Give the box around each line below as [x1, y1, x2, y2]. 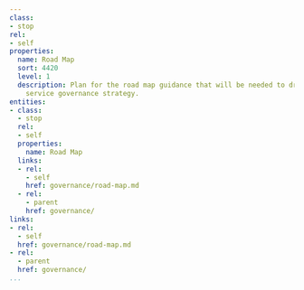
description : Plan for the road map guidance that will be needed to [17, 80, 285, 89]
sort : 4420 [17, 64, 59, 73]
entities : [9, 97, 47, 107]
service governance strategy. [25, 89, 140, 98]
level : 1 [17, 72, 51, 81]
